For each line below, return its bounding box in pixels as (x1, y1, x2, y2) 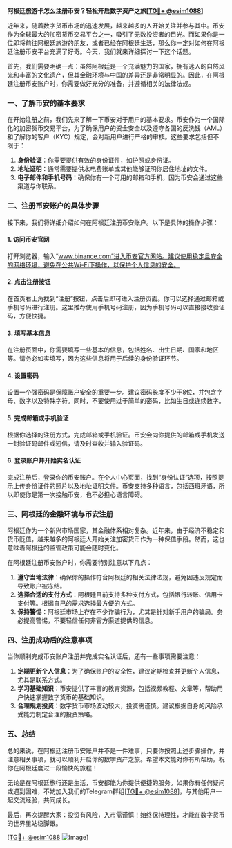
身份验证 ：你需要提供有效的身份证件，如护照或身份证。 (17, 156, 175, 165)
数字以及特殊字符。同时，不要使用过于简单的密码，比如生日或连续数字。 (19, 397, 225, 405)
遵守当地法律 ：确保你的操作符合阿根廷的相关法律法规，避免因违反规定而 (17, 573, 223, 581)
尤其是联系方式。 (17, 676, 66, 684)
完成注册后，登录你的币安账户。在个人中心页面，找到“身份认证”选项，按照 (7, 473, 219, 481)
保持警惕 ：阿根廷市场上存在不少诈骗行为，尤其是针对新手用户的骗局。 (17, 608, 217, 616)
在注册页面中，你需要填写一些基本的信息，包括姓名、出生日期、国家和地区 (7, 345, 219, 354)
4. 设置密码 (7, 371, 39, 379)
